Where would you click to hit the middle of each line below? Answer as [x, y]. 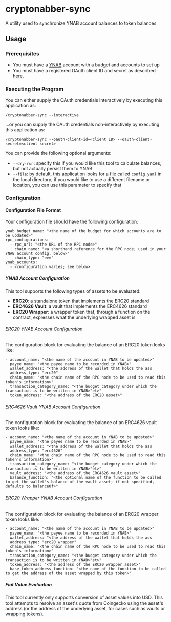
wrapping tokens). [25, 614]
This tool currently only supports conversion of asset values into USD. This [84, 597]
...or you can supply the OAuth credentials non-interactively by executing [82, 124]
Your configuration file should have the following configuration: [72, 222]
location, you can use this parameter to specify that [67, 185]
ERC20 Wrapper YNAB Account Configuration [54, 498]
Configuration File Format [33, 210]
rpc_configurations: [27, 240]
